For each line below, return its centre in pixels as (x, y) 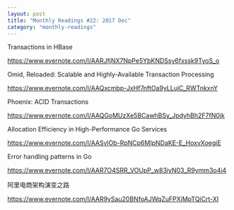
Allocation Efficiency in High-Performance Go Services (87, 129)
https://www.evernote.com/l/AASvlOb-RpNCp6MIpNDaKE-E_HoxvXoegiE (114, 143)
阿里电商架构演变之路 (38, 185)
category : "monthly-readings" (52, 27)
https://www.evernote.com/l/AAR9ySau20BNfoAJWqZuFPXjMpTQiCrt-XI (113, 199)
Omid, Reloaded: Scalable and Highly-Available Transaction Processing (111, 74)
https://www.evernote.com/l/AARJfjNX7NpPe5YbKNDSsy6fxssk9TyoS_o (113, 61)
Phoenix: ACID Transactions (48, 102)
